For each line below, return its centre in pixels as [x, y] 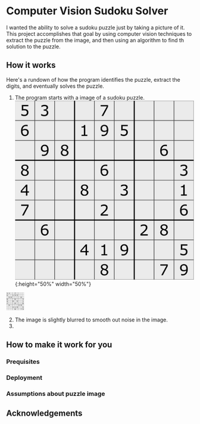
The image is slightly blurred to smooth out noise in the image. [91, 320]
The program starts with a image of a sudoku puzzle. [79, 97]
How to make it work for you [59, 345]
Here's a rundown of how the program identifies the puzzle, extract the [93, 79]
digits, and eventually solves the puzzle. [55, 86]
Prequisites [23, 362]
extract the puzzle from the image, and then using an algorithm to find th [95, 40]
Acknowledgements [44, 413]
